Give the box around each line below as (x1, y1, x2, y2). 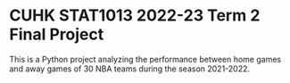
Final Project (9, 24, 104, 45)
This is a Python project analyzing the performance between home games (9, 54, 282, 64)
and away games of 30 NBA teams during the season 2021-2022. (9, 63, 251, 74)
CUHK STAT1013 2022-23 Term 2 (9, 5, 261, 26)
